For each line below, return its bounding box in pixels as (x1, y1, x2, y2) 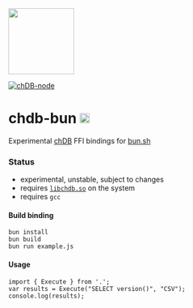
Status (8, 156, 35, 167)
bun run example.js (8, 242, 74, 250)
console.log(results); (8, 292, 85, 300)
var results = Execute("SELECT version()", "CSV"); (8, 284, 186, 293)
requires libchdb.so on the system (19, 183, 136, 193)
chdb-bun (8, 109, 77, 128)
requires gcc (19, 192, 61, 202)
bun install (8, 229, 48, 237)
